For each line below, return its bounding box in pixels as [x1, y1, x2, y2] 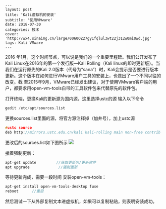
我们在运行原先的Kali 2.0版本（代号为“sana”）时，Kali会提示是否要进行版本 [5, 67, 159, 72]
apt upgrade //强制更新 [5, 165, 78, 170]
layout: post [5, 7, 32, 12]
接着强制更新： [5, 150, 36, 156]
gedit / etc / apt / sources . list [5, 105, 65, 110]
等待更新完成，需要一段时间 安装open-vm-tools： [5, 174, 107, 180]
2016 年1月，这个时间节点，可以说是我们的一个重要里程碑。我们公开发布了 [5, 54, 157, 60]
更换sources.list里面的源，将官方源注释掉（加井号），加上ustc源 [5, 115, 135, 121]
